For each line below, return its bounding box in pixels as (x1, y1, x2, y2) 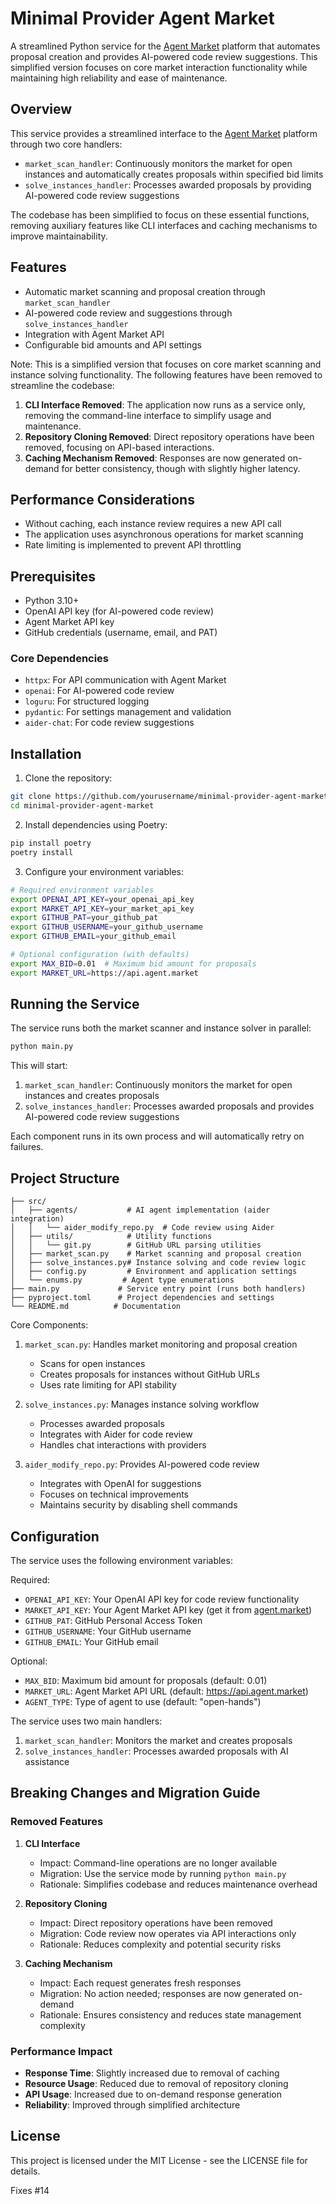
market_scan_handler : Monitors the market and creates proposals (24, 1734, 293, 1746)
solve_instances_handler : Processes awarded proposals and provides (24, 1100, 315, 1112)
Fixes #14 (10, 2184, 50, 2196)
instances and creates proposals (24, 1090, 160, 1102)
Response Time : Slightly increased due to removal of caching (24, 2067, 280, 2079)
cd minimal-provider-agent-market (10, 801, 155, 811)
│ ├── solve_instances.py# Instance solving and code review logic (10, 1258, 307, 1268)
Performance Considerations (10, 491, 195, 508)
